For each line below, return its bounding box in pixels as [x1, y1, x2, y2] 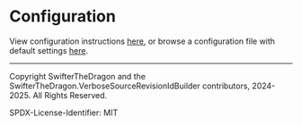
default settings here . [9, 45, 88, 55]
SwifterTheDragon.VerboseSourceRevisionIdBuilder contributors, [9, 80, 250, 91]
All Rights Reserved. [32, 89, 108, 100]
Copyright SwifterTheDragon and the [9, 71, 147, 81]
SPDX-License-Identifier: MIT [9, 107, 119, 118]
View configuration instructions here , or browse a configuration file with [9, 36, 276, 46]
